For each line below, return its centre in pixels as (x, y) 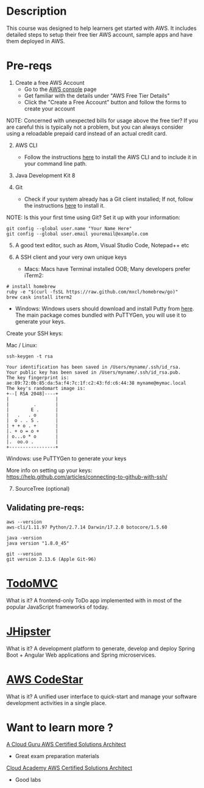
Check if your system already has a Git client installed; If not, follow (109, 199)
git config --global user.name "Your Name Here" (69, 228)
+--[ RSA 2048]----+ (33, 394)
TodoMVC (32, 583)
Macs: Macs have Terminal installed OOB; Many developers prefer (107, 269)
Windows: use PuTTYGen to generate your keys (66, 458)
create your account (50, 109)
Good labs (28, 780)
